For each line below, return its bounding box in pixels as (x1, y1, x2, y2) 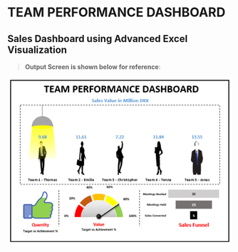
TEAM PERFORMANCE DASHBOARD (7, 4, 226, 21)
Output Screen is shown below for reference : (24, 63, 161, 71)
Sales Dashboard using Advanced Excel (7, 33, 188, 45)
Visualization (7, 43, 68, 56)
